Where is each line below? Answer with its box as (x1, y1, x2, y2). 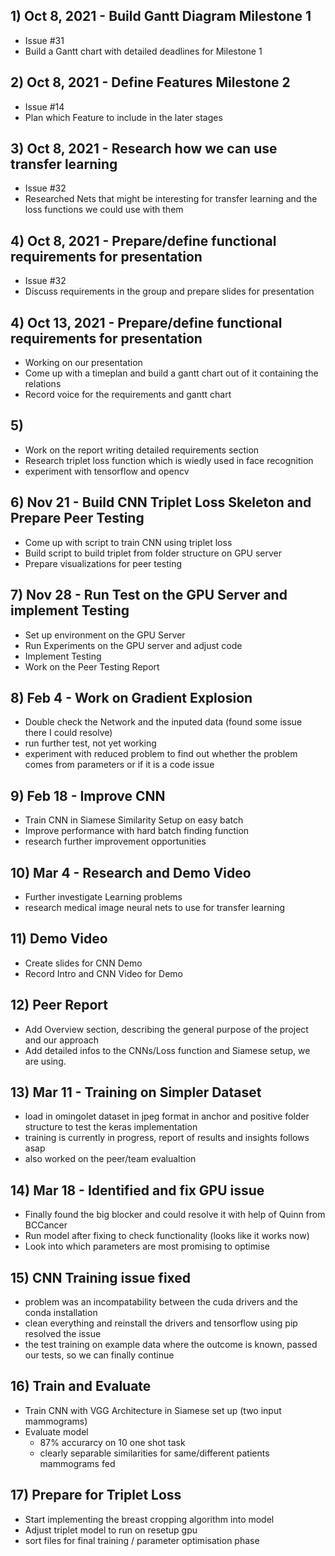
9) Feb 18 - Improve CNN (10, 787, 166, 804)
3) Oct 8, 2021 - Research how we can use (10, 140, 278, 158)
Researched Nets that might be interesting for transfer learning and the (24, 193, 318, 205)
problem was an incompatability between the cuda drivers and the (24, 1296, 298, 1308)
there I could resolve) (24, 727, 113, 739)
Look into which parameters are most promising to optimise (24, 1240, 270, 1253)
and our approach (24, 1034, 100, 1046)
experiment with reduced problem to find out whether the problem (24, 748, 298, 760)
